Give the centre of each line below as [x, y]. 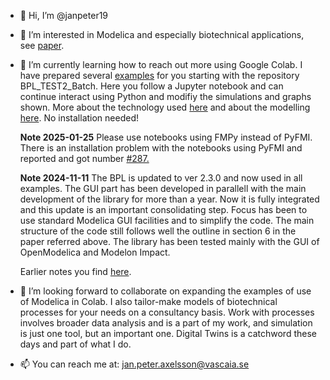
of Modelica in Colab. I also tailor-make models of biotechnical [148, 301]
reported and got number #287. [84, 158]
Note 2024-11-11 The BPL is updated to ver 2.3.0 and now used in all [161, 178]
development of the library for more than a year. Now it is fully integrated [169, 199]
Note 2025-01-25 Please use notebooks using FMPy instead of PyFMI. [166, 137]
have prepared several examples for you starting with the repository [159, 75]
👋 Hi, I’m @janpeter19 [64, 15]
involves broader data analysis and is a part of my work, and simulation [166, 323]
